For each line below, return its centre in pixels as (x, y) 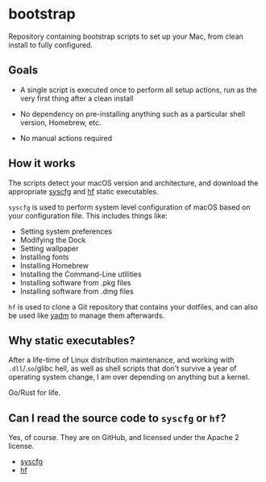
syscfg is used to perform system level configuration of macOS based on (129, 207)
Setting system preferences (66, 231)
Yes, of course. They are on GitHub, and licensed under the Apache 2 (124, 438)
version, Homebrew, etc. (61, 123)
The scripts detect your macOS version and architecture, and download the (133, 183)
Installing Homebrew (54, 265)
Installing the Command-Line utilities (81, 274)
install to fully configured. (51, 44)
